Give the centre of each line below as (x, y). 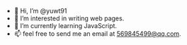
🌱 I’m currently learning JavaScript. (66, 26)
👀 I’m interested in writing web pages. (69, 18)
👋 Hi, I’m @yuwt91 (40, 11)
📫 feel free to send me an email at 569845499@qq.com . (98, 34)
